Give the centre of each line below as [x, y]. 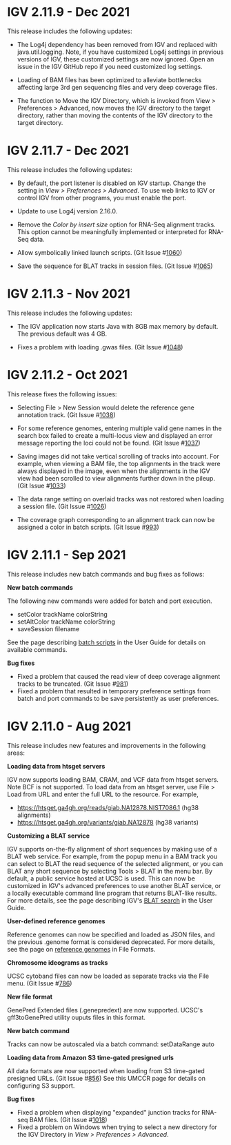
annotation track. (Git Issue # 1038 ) [66, 414]
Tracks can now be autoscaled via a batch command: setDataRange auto [111, 1044]
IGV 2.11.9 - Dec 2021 [69, 12]
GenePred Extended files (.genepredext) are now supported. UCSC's [105, 1010]
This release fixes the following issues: [62, 394]
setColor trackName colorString [62, 614]
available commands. [37, 649]
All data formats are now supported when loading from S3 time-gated [106, 1070]
